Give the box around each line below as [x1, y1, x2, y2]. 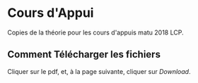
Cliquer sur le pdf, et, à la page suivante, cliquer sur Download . [7, 67, 191, 75]
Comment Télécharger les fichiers [7, 49, 161, 60]
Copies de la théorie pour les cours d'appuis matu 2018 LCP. [7, 28, 184, 37]
